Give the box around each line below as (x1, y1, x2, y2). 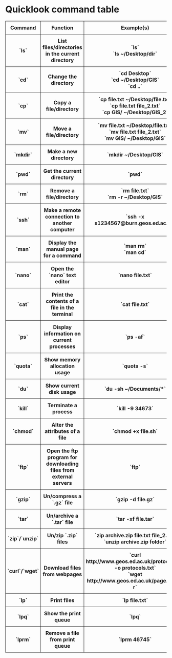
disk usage (48, 388, 76, 395)
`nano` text (48, 271, 76, 279)
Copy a (53, 99, 72, 106)
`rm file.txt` (121, 187, 149, 194)
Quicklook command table (5, 4, 119, 15)
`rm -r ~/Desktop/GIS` (107, 193, 163, 200)
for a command (43, 252, 82, 259)
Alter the (51, 421, 74, 428)
